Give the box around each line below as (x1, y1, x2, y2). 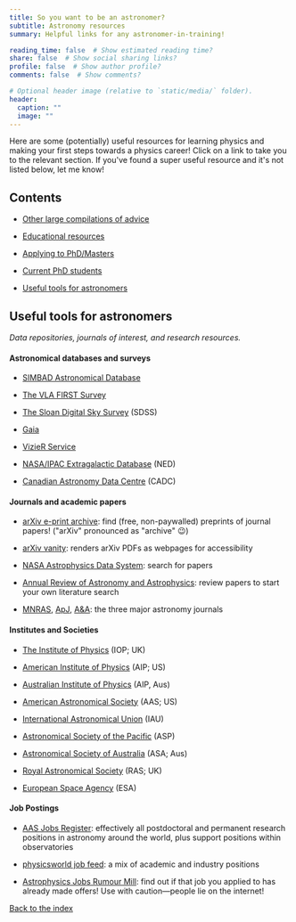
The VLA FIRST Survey (21, 389, 107, 401)
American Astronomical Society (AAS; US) (21, 696, 178, 706)
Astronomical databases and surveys (9, 353, 152, 363)
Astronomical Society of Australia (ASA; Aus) (21, 747, 188, 758)
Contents (9, 190, 62, 205)
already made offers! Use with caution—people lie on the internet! (21, 885, 265, 896)
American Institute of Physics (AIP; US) (21, 661, 167, 673)
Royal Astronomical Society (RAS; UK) (21, 765, 162, 776)
